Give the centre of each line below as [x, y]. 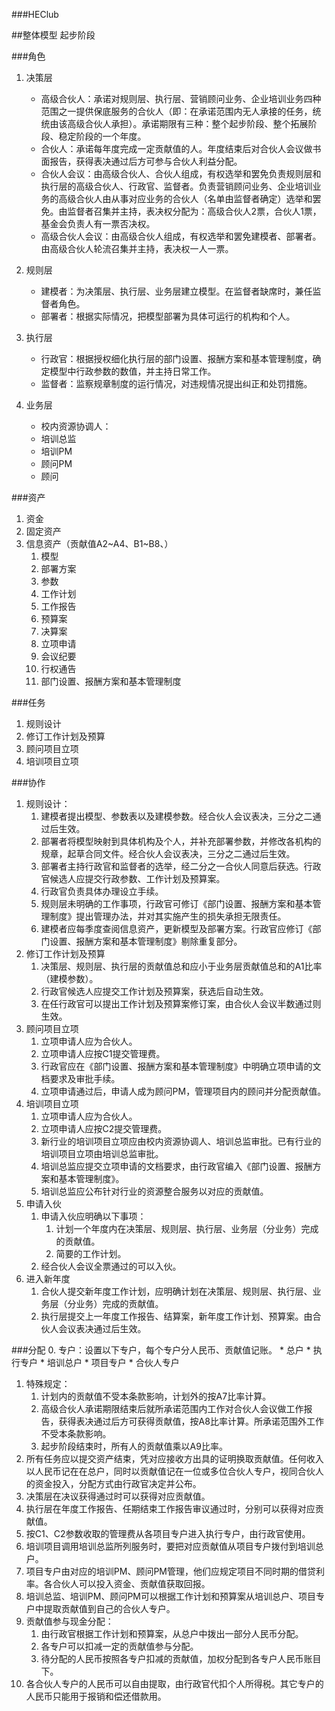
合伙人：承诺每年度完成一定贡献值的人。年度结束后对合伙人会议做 [176, 148]
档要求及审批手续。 [80, 1078]
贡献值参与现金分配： [69, 1621]
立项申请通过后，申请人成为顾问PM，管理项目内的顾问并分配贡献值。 [183, 1091]
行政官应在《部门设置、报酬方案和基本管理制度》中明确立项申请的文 [181, 1066]
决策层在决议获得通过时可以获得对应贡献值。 [118, 1496]
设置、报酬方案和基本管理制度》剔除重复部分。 [146, 941]
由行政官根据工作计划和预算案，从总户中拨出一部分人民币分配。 [172, 1633]
